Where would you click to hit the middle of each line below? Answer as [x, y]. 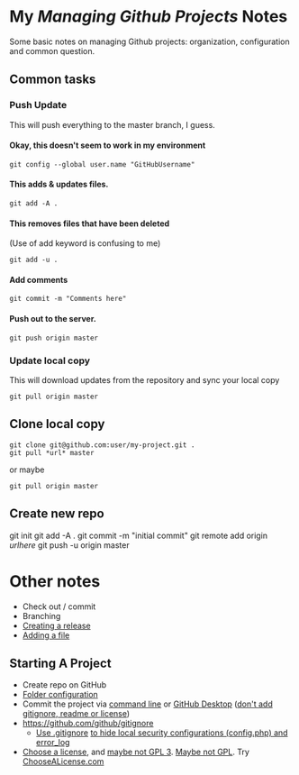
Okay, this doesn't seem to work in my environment [108, 145]
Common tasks [53, 80]
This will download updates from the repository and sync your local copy [145, 379]
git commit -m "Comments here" [68, 299]
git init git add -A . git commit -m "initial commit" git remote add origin [139, 535]
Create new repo [57, 514]
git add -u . [34, 260]
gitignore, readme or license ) [76, 714]
